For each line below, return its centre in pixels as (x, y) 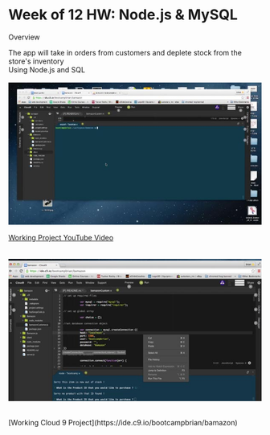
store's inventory (36, 61)
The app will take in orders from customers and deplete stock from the (125, 52)
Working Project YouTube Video (61, 238)
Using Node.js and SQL (47, 69)
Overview (24, 37)
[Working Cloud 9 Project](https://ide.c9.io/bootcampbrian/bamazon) (123, 423)
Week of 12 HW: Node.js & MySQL (123, 15)
